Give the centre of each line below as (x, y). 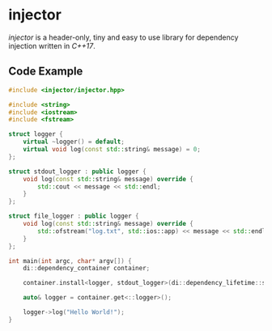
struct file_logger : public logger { (74, 216)
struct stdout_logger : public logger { (78, 172)
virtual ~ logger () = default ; (74, 142)
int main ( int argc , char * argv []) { (70, 261)
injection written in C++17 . (52, 45)
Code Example (46, 72)
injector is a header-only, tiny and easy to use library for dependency (123, 37)
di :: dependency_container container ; (87, 269)
